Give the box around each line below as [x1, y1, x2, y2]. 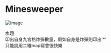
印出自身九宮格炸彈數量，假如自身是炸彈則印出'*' [5, 36, 106, 42]
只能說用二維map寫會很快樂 [5, 42, 62, 48]
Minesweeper [5, 3, 63, 15]
